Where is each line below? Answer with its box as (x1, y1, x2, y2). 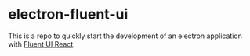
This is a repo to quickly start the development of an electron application (8, 31, 243, 40)
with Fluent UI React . (8, 39, 76, 48)
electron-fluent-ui (8, 5, 129, 23)
